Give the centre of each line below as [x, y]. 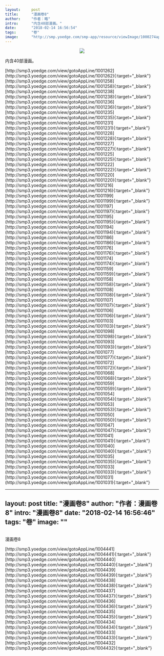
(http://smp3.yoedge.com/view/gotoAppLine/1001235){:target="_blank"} [78, 117]
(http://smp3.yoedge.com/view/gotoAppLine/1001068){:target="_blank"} [78, 378]
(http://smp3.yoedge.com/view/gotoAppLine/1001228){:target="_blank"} [78, 138]
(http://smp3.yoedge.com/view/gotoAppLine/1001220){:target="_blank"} [78, 180]
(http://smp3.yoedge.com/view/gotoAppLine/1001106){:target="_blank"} [78, 315]
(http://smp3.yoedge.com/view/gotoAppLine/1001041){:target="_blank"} [78, 441]
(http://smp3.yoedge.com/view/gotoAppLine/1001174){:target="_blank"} [77, 263]
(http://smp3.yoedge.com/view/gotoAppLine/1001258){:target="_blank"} [78, 86]
